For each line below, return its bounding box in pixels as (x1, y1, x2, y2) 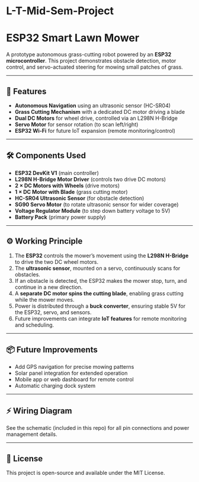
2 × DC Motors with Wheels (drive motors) (14, 182, 120, 189)
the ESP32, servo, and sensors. (14, 308, 92, 315)
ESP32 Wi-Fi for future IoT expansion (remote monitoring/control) (14, 127, 176, 134)
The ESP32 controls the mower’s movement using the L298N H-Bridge (14, 252, 189, 259)
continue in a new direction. (14, 283, 83, 291)
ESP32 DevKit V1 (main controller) (14, 169, 99, 176)
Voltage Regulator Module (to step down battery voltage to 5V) (14, 207, 171, 214)
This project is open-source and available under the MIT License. (6, 470, 165, 476)
